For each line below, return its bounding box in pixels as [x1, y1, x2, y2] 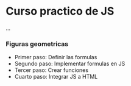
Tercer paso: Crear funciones [14, 66, 89, 74]
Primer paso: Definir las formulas [14, 54, 97, 61]
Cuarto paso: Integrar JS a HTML [14, 73, 98, 81]
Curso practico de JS [5, 4, 115, 18]
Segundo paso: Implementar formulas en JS [14, 60, 126, 68]
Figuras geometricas [5, 40, 68, 48]
